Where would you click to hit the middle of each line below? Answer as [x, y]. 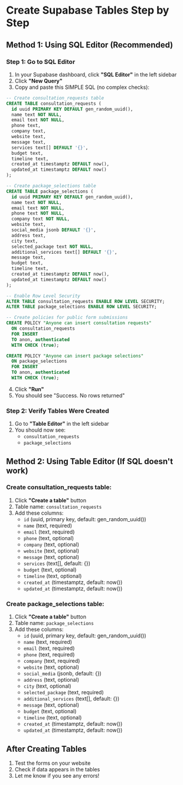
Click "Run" [29, 389]
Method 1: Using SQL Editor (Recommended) [90, 45]
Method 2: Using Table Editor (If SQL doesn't [89, 461]
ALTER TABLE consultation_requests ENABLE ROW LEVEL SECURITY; [86, 301]
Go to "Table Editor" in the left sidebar [62, 424]
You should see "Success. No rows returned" [70, 395]
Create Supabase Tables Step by [88, 10]
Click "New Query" [39, 81]
